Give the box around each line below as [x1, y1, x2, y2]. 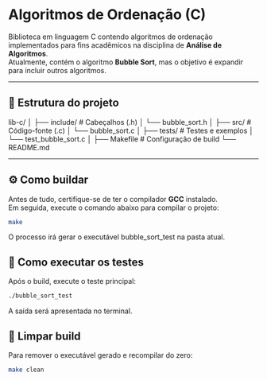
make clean [8, 366, 44, 374]
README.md [8, 142, 50, 152]
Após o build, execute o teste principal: [8, 277, 137, 286]
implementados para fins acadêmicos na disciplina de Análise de [8, 40, 222, 49]
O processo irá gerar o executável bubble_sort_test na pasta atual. [8, 232, 225, 242]
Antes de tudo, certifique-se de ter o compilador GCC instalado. [8, 194, 219, 204]
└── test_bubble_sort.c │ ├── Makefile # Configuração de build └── [8, 134, 237, 144]
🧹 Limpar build [8, 329, 81, 343]
